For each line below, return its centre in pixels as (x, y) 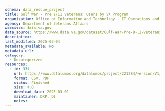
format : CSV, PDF (32, 78)
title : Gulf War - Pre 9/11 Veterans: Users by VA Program (67, 14)
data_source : (18, 32)
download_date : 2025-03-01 (41, 92)
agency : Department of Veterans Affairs (47, 23)
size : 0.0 (24, 87)
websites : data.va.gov (28, 28)
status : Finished (32, 83)
